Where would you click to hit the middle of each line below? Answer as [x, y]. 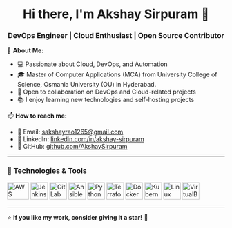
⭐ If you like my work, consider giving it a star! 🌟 [78, 217]
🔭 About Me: [26, 50]
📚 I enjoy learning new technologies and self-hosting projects [106, 100]
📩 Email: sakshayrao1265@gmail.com [70, 132]
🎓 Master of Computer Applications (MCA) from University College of [117, 74]
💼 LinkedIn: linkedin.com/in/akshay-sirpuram [81, 139]
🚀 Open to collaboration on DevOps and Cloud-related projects [107, 92]
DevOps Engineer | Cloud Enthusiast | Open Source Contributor [116, 36]
